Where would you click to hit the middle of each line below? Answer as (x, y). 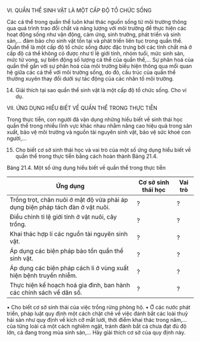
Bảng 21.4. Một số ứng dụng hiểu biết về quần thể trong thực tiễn (86, 168)
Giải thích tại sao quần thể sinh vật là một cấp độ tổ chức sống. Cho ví (101, 90)
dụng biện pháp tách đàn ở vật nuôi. (60, 207)
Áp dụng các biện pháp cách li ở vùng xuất (69, 268)
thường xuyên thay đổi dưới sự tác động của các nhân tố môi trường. (91, 79)
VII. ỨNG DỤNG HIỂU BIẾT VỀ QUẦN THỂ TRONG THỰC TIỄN (82, 108)
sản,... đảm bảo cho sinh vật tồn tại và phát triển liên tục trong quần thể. (95, 41)
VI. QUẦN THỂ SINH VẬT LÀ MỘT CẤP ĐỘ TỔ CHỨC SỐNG (79, 10)
